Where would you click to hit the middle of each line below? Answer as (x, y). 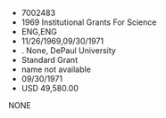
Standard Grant (49, 60)
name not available (56, 69)
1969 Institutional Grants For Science (89, 22)
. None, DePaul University (69, 51)
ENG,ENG (39, 31)
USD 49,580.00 (50, 88)
